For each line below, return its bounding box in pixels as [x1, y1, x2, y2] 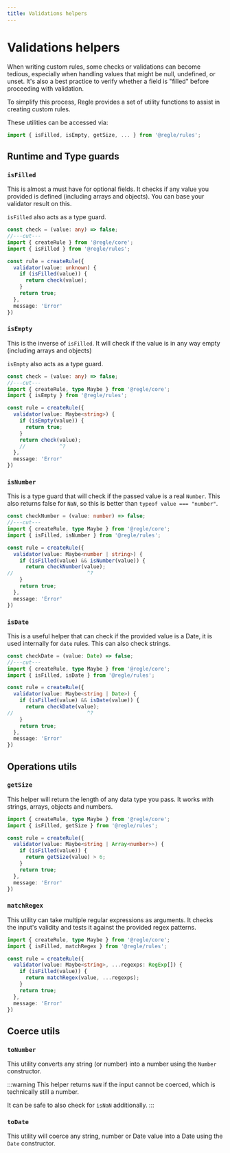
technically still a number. [7, 1088, 80, 1096]
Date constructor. [7, 1139, 56, 1148]
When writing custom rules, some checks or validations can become [7, 63, 201, 71]
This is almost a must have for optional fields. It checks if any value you [7, 185, 209, 193]
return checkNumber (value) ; [25, 563, 106, 570]
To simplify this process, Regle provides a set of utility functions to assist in [7, 98, 220, 106]
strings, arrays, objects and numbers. [7, 802, 113, 811]
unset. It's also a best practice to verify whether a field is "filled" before [7, 77, 209, 85]
